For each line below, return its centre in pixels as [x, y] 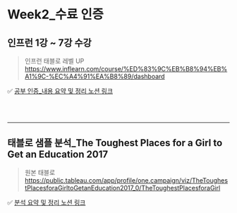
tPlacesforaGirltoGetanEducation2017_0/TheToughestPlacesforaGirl [122, 188]
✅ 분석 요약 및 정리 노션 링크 [47, 202]
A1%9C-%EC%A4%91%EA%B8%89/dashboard [95, 76]
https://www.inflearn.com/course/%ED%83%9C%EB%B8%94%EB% [126, 69]
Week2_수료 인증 [55, 14]
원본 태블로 [40, 172]
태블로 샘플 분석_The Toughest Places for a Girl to [115, 143]
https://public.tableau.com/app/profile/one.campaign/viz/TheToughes [126, 180]
